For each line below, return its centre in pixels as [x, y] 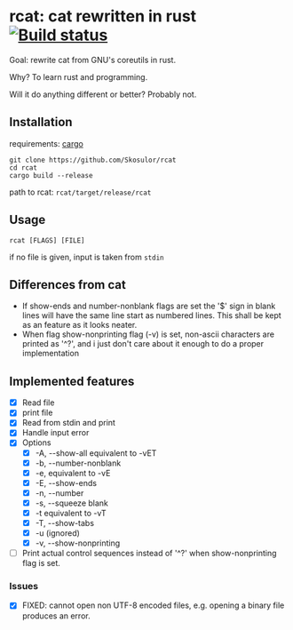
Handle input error [55, 433]
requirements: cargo [47, 143]
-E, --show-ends [66, 482]
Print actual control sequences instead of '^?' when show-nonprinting [149, 554]
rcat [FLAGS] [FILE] [48, 240]
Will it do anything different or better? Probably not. [103, 94]
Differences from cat [67, 285]
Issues [24, 586]
